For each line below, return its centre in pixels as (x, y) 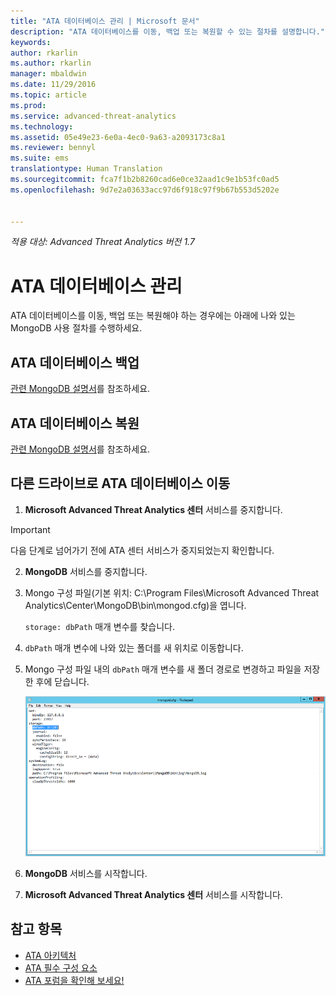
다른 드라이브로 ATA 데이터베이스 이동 (120, 483)
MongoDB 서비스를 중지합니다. (86, 571)
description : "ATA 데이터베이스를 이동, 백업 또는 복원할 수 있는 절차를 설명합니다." (167, 31)
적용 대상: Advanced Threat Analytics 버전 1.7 (102, 242)
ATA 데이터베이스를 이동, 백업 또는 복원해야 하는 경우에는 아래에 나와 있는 (153, 316)
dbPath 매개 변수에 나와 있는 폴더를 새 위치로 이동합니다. (134, 647)
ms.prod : (28, 105)
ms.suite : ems (40, 158)
